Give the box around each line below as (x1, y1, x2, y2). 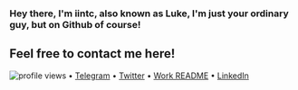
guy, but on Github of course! (9, 18, 141, 31)
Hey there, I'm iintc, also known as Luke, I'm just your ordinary (9, 7, 289, 20)
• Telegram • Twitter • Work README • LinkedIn (68, 70, 249, 81)
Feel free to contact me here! (9, 46, 176, 61)
